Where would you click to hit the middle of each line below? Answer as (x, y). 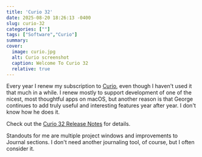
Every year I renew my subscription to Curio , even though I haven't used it (99, 86)
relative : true (31, 69)
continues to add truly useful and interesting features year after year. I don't (101, 106)
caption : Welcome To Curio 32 (50, 63)
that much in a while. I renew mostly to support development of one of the (99, 93)
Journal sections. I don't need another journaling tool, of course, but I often (100, 142)
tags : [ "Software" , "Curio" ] (42, 35)
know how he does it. (33, 112)
